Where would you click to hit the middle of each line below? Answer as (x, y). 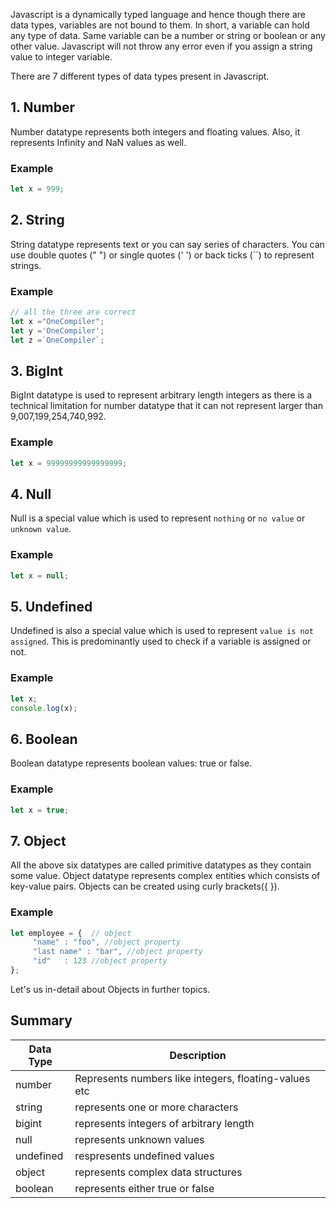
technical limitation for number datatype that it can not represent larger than (166, 406)
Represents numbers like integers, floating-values (192, 1078)
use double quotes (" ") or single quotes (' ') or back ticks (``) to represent (162, 255)
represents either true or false (144, 1188)
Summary (41, 1020)
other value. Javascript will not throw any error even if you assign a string (161, 46)
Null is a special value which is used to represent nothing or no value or (158, 518)
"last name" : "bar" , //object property (117, 952)
